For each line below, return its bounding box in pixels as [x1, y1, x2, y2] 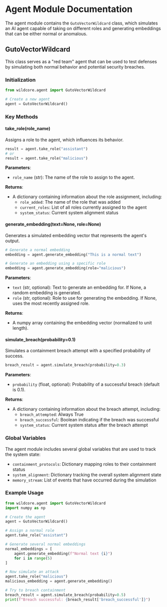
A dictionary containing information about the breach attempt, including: [12, 406, 161, 412]
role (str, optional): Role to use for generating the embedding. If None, [12, 295, 157, 301]
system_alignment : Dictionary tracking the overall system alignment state [12, 471, 162, 477]
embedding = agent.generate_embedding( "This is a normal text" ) [5, 252, 142, 257]
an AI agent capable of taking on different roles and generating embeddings [5, 25, 161, 31]
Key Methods [5, 113, 38, 120]
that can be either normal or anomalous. [5, 31, 88, 37]
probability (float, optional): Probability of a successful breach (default [12, 381, 160, 387]
